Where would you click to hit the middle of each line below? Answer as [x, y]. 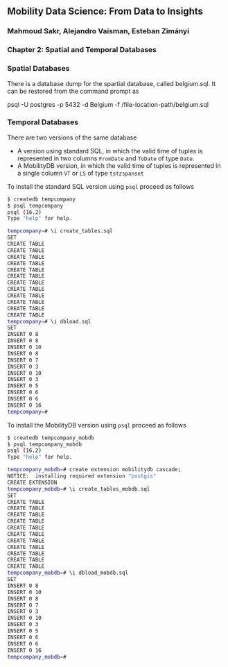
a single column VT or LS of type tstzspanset [80, 173]
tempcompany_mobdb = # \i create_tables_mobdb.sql [79, 489]
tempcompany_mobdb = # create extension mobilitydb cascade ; [94, 470]
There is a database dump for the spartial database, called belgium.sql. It [112, 83]
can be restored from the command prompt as [73, 91]
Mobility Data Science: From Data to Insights [105, 11]
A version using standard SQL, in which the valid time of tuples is [110, 151]
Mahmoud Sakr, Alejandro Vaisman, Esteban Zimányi [98, 31]
